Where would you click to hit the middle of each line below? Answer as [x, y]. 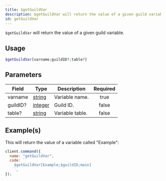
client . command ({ [23, 151]
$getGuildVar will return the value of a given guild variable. [65, 33]
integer [41, 105]
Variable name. [71, 97]
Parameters [23, 75]
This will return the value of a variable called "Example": [62, 142]
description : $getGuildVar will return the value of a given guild [76, 14]
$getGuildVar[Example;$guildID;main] [53, 165]
